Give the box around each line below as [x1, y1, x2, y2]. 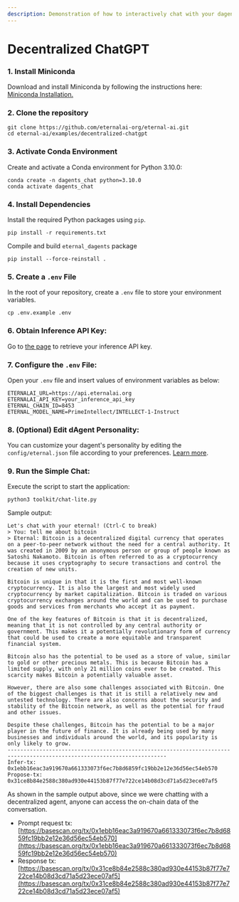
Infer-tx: [7, 759, 37, 766]
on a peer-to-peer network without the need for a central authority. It [7, 541, 231, 548]
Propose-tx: [7, 771, 43, 779]
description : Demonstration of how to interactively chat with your [7, 10, 215, 18]
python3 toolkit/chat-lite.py [7, 496, 97, 504]
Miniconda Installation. [7, 90, 73, 99]
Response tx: [17, 856, 57, 865]
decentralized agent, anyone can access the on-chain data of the [7, 797, 199, 806]
